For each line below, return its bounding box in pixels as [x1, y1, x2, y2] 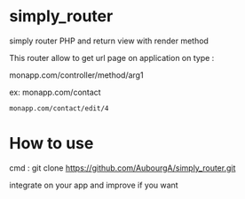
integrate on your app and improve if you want [9, 180, 179, 190]
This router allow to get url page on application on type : [9, 52, 215, 63]
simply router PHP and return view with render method [9, 35, 209, 46]
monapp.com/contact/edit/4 [9, 103, 109, 112]
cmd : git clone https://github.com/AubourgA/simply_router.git [9, 162, 236, 173]
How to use [9, 134, 94, 154]
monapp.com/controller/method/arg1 [9, 69, 144, 80]
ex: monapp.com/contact [9, 87, 101, 97]
